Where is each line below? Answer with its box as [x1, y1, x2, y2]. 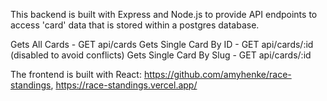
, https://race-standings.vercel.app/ [50, 79, 198, 91]
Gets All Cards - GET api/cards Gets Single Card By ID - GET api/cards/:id [10, 39, 314, 50]
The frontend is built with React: [10, 69, 142, 80]
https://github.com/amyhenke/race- [143, 69, 292, 80]
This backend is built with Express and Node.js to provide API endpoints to [10, 9, 318, 20]
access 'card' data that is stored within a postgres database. [10, 19, 260, 31]
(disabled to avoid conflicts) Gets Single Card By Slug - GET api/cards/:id [10, 49, 312, 61]
